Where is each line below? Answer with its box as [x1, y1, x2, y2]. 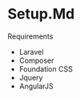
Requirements [7, 31, 54, 41]
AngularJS [18, 81, 54, 91]
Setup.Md [7, 5, 75, 23]
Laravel [18, 47, 44, 56]
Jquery [18, 72, 43, 82]
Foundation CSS [18, 64, 73, 73]
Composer [18, 56, 55, 65]
